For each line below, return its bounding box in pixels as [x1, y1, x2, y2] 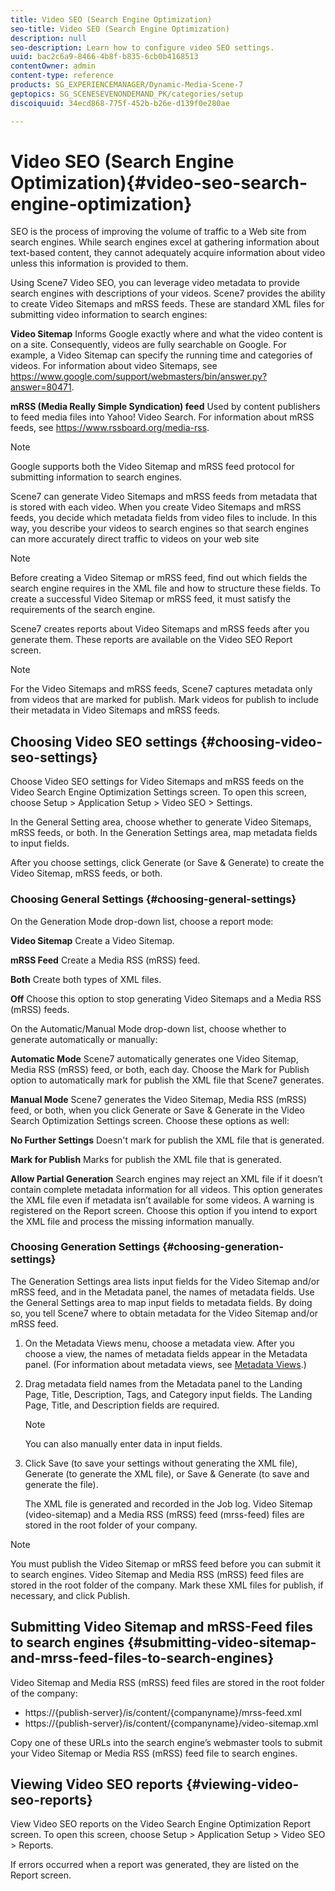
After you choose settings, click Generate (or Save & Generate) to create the [10, 857, 325, 869]
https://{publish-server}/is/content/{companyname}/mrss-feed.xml [24, 1706, 302, 1718]
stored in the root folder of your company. [24, 1519, 198, 1531]
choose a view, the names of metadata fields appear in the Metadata [24, 1347, 308, 1360]
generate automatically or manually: [10, 1033, 158, 1045]
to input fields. [10, 837, 70, 850]
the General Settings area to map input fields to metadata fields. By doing [10, 1296, 313, 1308]
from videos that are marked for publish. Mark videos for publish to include [10, 694, 319, 706]
